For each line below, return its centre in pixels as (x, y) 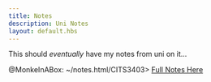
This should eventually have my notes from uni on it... (98, 54)
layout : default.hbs (43, 31)
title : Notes (30, 16)
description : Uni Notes (49, 24)
